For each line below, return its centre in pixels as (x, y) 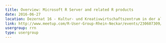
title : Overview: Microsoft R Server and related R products (69, 10)
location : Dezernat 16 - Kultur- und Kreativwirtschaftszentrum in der (80, 19)
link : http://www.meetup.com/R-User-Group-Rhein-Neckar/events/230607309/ (84, 23)
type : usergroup (22, 33)
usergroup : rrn (21, 28)
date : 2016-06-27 (23, 14)
